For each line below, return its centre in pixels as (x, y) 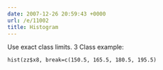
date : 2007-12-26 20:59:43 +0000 (57, 14)
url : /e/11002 (28, 21)
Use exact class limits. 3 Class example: (66, 47)
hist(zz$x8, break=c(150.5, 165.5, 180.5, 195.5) (82, 60)
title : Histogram (33, 27)
